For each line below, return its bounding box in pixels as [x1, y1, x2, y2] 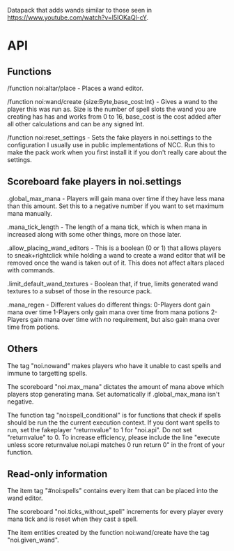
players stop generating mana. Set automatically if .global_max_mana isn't [7, 390, 220, 398]
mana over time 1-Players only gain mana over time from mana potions [7, 307, 210, 316]
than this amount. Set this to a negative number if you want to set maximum [7, 202, 224, 210]
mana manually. [7, 209, 52, 217]
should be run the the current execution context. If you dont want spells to [7, 418, 220, 427]
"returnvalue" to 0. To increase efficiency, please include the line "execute [7, 433, 221, 441]
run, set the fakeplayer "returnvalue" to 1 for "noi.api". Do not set [7, 425, 192, 434]
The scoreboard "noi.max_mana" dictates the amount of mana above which [7, 382, 224, 390]
